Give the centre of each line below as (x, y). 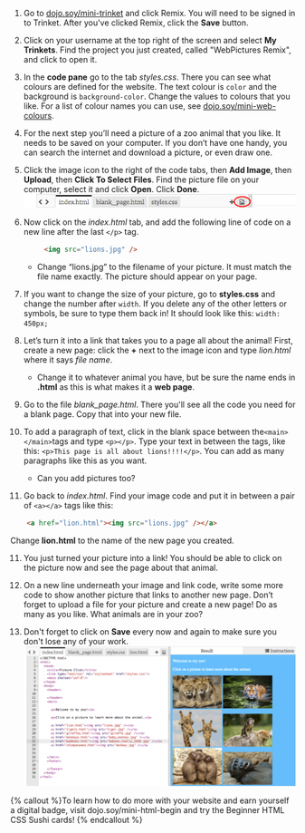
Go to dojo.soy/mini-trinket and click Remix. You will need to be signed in (159, 13)
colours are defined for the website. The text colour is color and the (150, 87)
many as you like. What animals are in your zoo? (113, 615)
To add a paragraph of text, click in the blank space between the (144, 432)
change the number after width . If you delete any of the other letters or (155, 304)
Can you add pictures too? (86, 479)
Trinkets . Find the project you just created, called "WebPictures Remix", (157, 50)
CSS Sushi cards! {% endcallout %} (76, 819)
